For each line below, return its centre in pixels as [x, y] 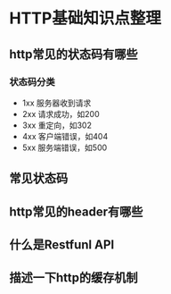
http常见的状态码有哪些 [73, 54]
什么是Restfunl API [62, 245]
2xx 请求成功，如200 [61, 113]
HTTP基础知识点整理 [85, 18]
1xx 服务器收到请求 [57, 103]
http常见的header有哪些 [76, 211]
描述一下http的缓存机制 [73, 278]
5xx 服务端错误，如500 [65, 147]
